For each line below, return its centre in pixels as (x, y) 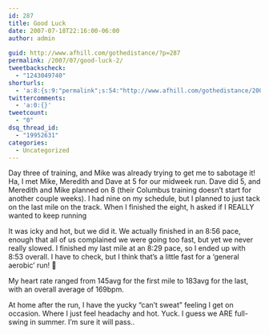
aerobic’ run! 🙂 (32, 265)
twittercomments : (37, 98)
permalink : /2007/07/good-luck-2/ (66, 61)
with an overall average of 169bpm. (66, 289)
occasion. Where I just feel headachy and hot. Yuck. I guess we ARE (121, 313)
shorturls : (26, 83)
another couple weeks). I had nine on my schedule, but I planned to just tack (134, 198)
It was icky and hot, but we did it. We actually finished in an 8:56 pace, (125, 231)
